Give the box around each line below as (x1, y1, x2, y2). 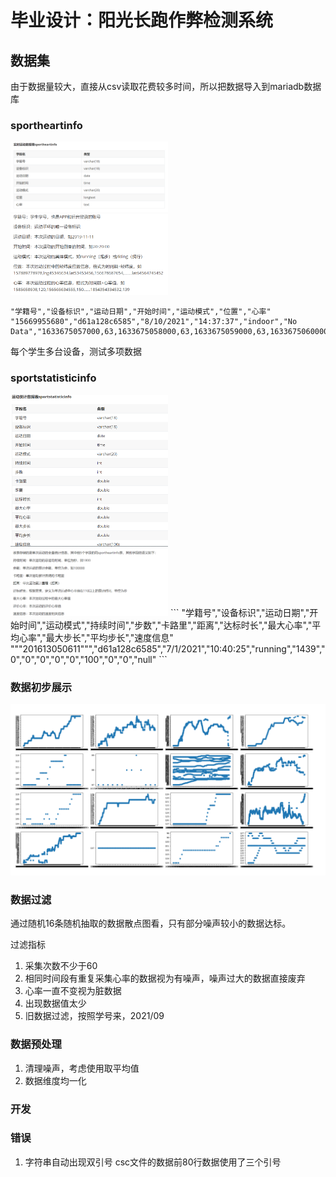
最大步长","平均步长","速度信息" (45, 632, 174, 644)
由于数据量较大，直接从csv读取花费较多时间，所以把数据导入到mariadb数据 (10, 81, 322, 92)
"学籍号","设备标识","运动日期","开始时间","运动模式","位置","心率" (10, 307, 272, 317)
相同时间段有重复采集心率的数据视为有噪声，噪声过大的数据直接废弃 (24, 972, 306, 985)
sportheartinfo (10, 118, 83, 132)
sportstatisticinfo (10, 371, 97, 385)
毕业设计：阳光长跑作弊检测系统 (10, 9, 274, 32)
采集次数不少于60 (24, 960, 98, 972)
